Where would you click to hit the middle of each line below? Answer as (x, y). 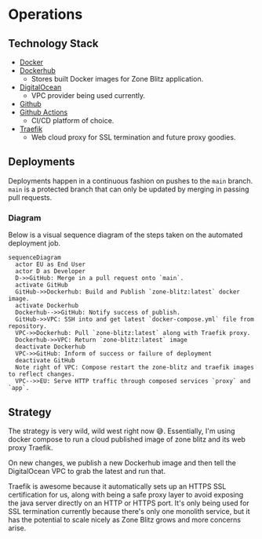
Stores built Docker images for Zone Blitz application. (117, 79)
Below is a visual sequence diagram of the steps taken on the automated (126, 235)
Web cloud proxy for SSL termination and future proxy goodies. (133, 137)
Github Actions (44, 112)
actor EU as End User (51, 264)
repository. (27, 326)
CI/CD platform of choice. (73, 120)
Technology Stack (53, 44)
